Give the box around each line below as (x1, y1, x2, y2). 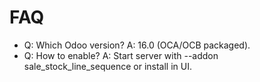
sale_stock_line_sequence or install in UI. (23, 60, 192, 72)
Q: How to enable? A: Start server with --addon (23, 49, 219, 61)
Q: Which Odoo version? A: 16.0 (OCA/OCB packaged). (23, 39, 251, 51)
